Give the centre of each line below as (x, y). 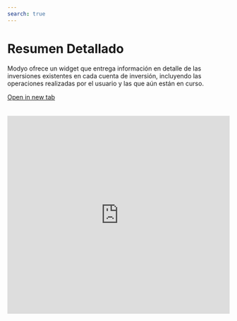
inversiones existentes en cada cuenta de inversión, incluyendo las (104, 75)
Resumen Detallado (66, 48)
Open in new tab (31, 97)
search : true (26, 14)
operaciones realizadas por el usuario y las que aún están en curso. (106, 83)
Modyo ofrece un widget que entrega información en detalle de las (104, 68)
